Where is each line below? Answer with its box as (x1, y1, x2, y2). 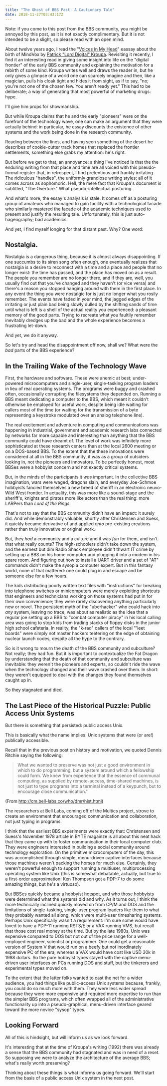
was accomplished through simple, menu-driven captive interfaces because (5, 854, 162, 860)
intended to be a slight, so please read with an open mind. (5, 36, 125, 42)
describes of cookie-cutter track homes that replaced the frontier (5, 144, 140, 150)
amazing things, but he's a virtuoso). (5, 881, 81, 887)
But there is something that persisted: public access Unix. (5, 722, 124, 728)
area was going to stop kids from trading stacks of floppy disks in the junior (5, 620, 161, 626)
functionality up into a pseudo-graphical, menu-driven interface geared (5, 1001, 152, 1007)
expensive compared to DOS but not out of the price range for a (5, 933, 137, 939)
